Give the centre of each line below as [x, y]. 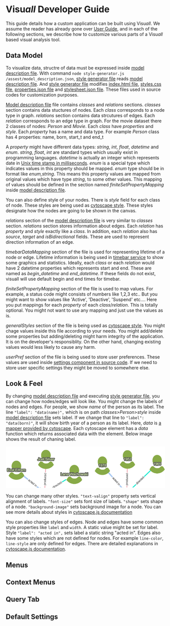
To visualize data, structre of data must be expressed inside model [75, 68]
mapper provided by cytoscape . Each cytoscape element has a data [77, 428]
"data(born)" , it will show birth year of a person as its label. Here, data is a [83, 423]
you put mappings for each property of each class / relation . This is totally [82, 305]
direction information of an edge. [40, 242]
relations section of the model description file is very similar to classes [79, 220]
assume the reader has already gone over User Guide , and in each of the [82, 28]
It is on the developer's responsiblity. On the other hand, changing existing [83, 342]
